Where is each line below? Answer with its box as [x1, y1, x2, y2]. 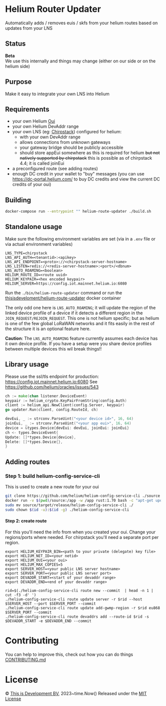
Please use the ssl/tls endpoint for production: [5, 373, 99, 379]
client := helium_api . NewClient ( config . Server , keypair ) [5, 403, 125, 408]
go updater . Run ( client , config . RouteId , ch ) [5, 408, 98, 412]
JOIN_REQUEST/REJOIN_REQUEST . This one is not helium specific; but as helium [5, 315, 160, 321]
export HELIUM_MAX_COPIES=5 [5, 562, 63, 567]
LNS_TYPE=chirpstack [5, 250, 48, 256]
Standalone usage [5, 223, 63, 231]
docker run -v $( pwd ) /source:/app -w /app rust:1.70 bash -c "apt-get [5, 498, 154, 503]
